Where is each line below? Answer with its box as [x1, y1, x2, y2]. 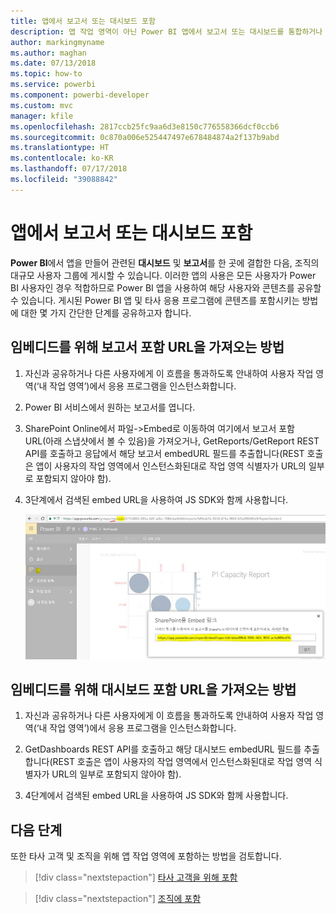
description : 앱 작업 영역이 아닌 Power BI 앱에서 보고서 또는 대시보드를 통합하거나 [10, 26, 323, 37]
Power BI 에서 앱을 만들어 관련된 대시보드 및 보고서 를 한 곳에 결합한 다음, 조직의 [10, 256, 320, 269]
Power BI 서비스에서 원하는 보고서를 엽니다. [24, 401, 196, 413]
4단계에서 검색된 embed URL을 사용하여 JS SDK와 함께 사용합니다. [24, 790, 289, 802]
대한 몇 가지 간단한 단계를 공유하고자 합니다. [20, 306, 192, 319]
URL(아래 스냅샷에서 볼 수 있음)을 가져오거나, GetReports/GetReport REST [24, 435, 320, 447]
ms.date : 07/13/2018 [10, 58, 97, 69]
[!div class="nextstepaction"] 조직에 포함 [34, 893, 202, 905]
